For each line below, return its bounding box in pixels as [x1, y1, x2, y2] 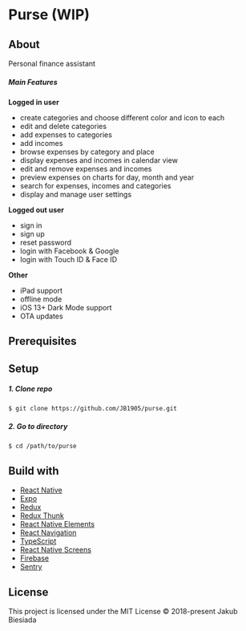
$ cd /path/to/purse [8, 442, 78, 450]
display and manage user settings [19, 189, 132, 199]
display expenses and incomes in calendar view [19, 155, 179, 165]
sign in [19, 220, 42, 230]
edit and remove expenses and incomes [19, 164, 152, 173]
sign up [19, 229, 46, 238]
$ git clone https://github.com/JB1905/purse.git [8, 404, 178, 412]
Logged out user [8, 204, 65, 214]
